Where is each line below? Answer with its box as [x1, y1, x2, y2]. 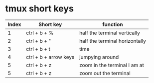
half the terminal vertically [79, 29, 141, 36]
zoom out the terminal [79, 70, 131, 77]
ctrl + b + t [26, 45, 51, 52]
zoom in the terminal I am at [79, 62, 145, 69]
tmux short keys [5, 3, 74, 14]
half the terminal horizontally [79, 37, 146, 44]
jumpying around [79, 53, 119, 60]
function [102, 21, 123, 28]
